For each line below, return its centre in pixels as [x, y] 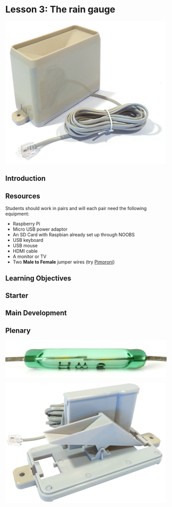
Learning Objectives [38, 278]
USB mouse [25, 246]
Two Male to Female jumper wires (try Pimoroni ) [64, 262]
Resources [23, 196]
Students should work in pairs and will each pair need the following [76, 209]
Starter [17, 296]
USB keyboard [28, 240]
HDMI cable [25, 251]
